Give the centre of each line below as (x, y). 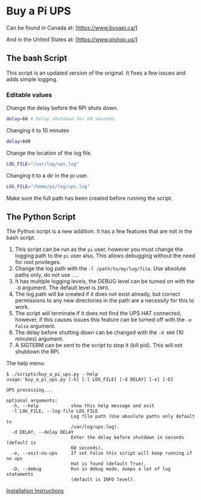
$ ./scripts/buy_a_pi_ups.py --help (52, 374)
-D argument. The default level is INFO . (62, 288)
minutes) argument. (39, 339)
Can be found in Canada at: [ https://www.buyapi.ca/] (72, 28)
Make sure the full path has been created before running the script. (89, 198)
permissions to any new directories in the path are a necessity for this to (104, 301)
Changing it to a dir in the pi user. (47, 175)
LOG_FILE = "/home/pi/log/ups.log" (48, 187)
